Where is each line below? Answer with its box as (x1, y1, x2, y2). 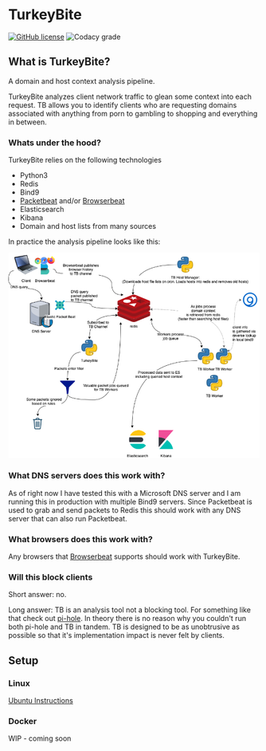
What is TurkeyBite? (8, 55, 111, 69)
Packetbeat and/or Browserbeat (19, 196, 125, 206)
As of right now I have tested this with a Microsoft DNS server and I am (8, 488, 241, 497)
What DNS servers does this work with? (8, 470, 166, 482)
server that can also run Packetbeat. (8, 513, 127, 523)
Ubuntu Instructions (8, 696, 73, 706)
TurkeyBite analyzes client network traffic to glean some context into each (8, 92, 252, 101)
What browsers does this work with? (8, 533, 153, 545)
